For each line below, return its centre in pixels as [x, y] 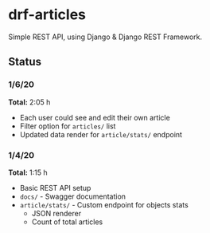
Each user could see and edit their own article [95, 117]
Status [25, 62]
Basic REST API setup [55, 188]
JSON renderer [56, 213]
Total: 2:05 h [29, 102]
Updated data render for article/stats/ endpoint [101, 134]
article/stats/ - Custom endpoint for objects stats [104, 204]
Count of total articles [67, 222]
